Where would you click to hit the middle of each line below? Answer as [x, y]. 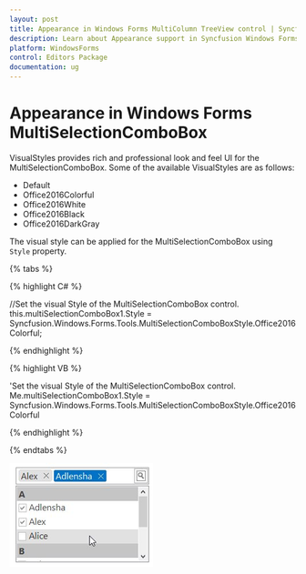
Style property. [38, 251]
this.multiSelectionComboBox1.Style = [81, 313]
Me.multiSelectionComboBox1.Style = [80, 395]
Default [36, 185]
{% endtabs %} [38, 449]
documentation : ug [44, 67]
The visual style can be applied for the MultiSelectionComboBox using [141, 241]
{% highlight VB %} [46, 368]
